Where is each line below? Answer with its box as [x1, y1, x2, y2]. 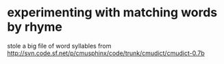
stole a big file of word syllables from [7, 42, 112, 50]
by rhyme [7, 19, 63, 35]
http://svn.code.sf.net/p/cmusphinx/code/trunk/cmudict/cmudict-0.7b [7, 49, 205, 57]
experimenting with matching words [7, 5, 218, 20]
